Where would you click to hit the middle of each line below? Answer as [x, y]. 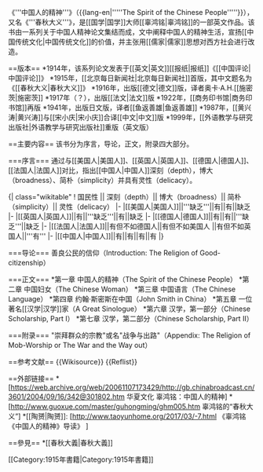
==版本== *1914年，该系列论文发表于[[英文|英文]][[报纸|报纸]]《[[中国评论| [130, 68]
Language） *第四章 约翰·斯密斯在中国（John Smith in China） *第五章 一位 [130, 299]
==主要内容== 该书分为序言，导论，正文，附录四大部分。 [101, 144]
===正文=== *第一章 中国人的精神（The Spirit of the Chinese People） [122, 279]
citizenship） [29, 263]
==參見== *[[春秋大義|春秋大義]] [61, 443]
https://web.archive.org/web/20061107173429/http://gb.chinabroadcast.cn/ [133, 387]
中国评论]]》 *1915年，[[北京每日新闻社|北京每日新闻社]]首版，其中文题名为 [130, 78]
